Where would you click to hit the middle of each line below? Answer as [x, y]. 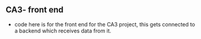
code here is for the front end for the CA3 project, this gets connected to [105, 24]
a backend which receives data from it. [63, 31]
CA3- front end [35, 10]
